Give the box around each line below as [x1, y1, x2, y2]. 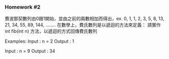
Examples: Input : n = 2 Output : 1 [5, 38, 74, 44]
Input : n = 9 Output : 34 [5, 48, 55, 54]
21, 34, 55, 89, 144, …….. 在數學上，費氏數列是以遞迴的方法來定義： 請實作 [5, 22, 161, 28]
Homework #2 [5, 4, 41, 11]
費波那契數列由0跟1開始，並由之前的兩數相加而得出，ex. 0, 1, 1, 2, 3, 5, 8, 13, [5, 16, 164, 22]
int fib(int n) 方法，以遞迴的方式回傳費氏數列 [5, 28, 97, 34]
